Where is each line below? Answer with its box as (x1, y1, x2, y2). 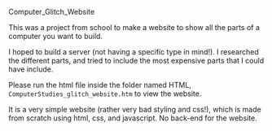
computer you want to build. (8, 32, 103, 41)
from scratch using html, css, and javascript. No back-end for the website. (8, 113, 258, 123)
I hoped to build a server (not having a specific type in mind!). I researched (8, 47, 259, 56)
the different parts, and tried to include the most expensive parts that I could (8, 56, 265, 65)
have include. (8, 64, 54, 74)
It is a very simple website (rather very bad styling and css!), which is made (8, 105, 262, 114)
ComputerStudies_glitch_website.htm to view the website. (8, 89, 202, 98)
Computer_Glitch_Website (8, 7, 95, 16)
